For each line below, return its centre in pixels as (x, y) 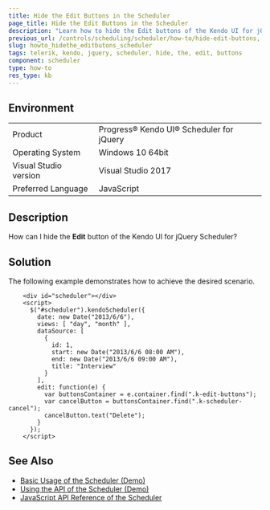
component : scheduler (45, 61)
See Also (31, 461)
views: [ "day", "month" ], (84, 324)
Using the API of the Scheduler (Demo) (84, 489)
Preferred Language (50, 189)
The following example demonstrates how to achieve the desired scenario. (132, 281)
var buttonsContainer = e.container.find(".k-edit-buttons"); (150, 394)
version (27, 176)
